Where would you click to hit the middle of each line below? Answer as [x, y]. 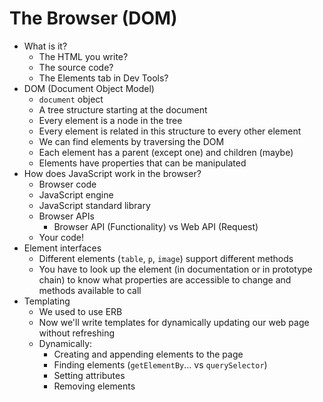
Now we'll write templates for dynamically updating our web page [174, 322]
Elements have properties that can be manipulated [142, 163]
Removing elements [94, 386]
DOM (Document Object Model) [89, 88]
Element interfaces [62, 248]
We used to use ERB [80, 311]
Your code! [61, 237]
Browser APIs [66, 216]
